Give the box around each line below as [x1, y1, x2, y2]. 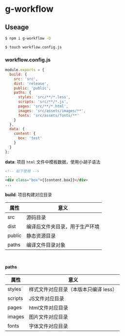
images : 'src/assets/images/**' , [18, 108, 86, 113]
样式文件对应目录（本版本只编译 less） [29, 286, 118, 293]
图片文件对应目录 [29, 313, 68, 320]
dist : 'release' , [14, 81, 49, 86]
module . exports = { [5, 68, 45, 72]
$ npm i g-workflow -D [5, 36, 51, 41]
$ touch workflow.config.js [5, 45, 62, 49]
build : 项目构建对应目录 [5, 192, 52, 198]
